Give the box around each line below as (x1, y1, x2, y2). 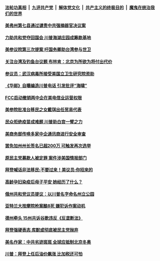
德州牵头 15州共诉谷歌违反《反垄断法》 (5, 215, 83, 221)
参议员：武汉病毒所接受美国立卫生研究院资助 (5, 70, 95, 76)
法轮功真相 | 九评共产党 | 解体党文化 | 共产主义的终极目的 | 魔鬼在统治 (5, 4, 151, 10)
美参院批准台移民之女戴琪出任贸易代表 (5, 107, 81, 113)
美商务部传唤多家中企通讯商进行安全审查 (5, 131, 86, 137)
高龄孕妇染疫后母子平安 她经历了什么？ (5, 179, 83, 185)
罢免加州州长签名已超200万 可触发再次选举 (5, 143, 91, 149)
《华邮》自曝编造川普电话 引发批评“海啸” (5, 83, 87, 88)
